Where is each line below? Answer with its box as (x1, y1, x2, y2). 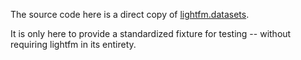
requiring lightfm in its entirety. (10, 39, 137, 50)
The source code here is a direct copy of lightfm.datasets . (10, 9, 250, 20)
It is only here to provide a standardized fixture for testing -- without (10, 28, 292, 39)
